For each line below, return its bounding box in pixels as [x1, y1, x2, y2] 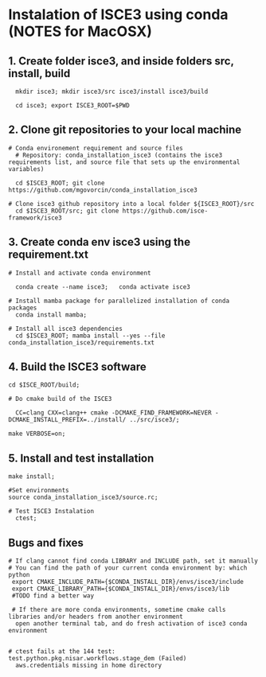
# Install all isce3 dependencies [8, 325, 123, 333]
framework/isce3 [8, 213, 62, 222]
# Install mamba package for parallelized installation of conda [8, 297, 229, 305]
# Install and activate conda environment [8, 269, 151, 277]
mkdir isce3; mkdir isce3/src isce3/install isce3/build [15, 88, 209, 95]
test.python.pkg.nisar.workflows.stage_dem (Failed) [8, 655, 187, 663]
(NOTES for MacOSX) [8, 22, 153, 41]
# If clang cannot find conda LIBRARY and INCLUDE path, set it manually [8, 557, 259, 566]
